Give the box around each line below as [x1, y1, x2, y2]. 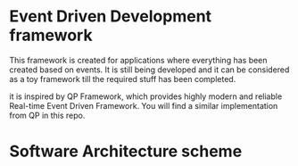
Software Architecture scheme [9, 141, 243, 162]
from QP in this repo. [9, 110, 86, 120]
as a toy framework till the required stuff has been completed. [9, 73, 236, 84]
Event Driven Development [9, 6, 212, 27]
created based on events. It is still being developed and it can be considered [9, 64, 290, 75]
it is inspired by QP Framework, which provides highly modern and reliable [9, 91, 283, 102]
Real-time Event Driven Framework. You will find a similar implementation [9, 100, 278, 111]
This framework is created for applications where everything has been [9, 54, 268, 65]
